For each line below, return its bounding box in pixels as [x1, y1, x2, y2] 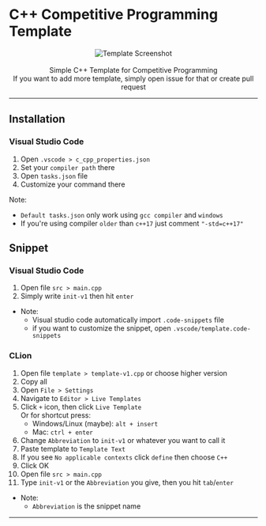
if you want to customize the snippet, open [32, 324, 172, 333]
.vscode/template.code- [173, 325, 251, 333]
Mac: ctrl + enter [32, 427, 93, 437]
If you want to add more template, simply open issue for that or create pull [13, 74, 254, 83]
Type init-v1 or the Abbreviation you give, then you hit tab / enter [20, 477, 234, 487]
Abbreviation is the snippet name [32, 501, 141, 511]
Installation [9, 112, 66, 126]
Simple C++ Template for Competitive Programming [49, 65, 218, 74]
